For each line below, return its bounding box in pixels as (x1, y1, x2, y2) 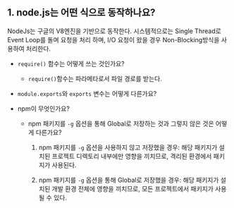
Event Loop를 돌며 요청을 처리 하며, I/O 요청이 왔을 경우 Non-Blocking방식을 (7, 35, 220, 44)
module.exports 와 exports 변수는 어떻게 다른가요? (17, 89, 157, 97)
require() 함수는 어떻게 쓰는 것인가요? (17, 59, 125, 68)
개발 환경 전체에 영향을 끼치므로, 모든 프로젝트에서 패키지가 (51, 184, 214, 192)
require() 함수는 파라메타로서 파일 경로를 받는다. (27, 74, 162, 82)
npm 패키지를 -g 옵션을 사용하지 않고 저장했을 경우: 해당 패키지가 (38, 143, 218, 152)
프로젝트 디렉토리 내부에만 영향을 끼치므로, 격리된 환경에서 (51, 152, 212, 160)
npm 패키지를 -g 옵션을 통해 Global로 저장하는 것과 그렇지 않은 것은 (27, 119, 214, 128)
